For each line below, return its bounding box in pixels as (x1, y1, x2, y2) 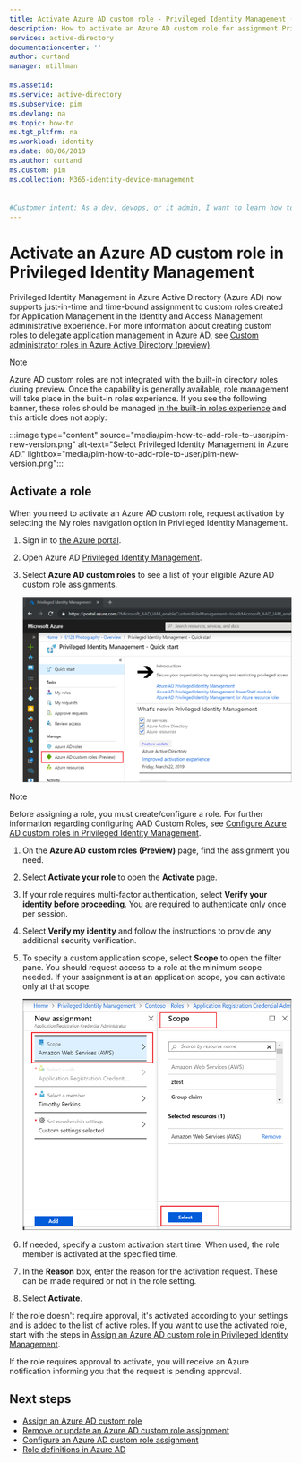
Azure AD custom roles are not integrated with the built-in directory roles (9, 374, 279, 385)
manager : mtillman (9, 62, 78, 71)
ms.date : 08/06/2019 (9, 147, 87, 156)
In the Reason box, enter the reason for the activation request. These (21, 1266, 278, 1277)
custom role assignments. (21, 579, 118, 590)
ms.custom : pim (9, 166, 66, 175)
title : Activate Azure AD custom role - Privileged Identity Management (9, 14, 287, 23)
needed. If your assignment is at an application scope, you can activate (21, 972, 286, 983)
